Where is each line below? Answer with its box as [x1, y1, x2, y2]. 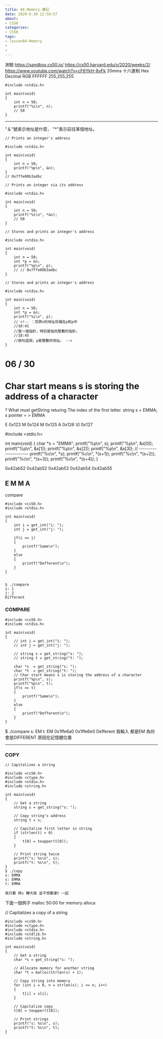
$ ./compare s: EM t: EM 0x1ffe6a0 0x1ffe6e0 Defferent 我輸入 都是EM [5, 728, 146, 734]
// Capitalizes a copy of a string [5, 910, 68, 916]
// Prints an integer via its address [5, 183, 83, 187]
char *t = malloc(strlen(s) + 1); [14, 970, 83, 975]
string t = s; [14, 818, 42, 823]
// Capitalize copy [14, 1004, 53, 1009]
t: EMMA [5, 882, 21, 887]
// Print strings [14, 1017, 49, 1022]
